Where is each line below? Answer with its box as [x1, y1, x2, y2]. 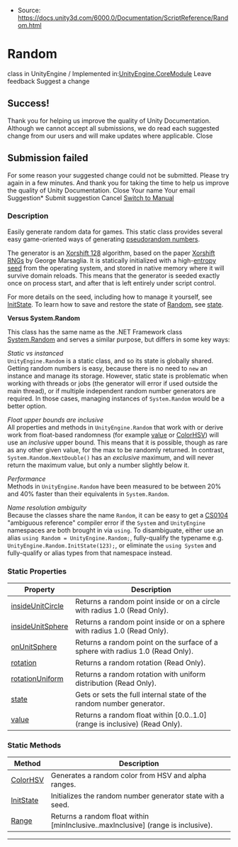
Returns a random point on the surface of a [75, 638, 218, 647]
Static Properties [7, 566, 67, 576]
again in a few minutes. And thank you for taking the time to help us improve [7, 178, 229, 187]
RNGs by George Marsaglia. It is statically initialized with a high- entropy [7, 256, 217, 265]
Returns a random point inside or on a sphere [75, 617, 225, 627]
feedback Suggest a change [7, 77, 90, 85]
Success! [7, 97, 50, 109]
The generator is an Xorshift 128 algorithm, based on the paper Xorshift [7, 248, 215, 257]
